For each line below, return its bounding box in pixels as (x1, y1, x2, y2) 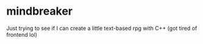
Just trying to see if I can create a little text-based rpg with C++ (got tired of (6, 24, 198, 32)
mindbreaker (6, 4, 73, 18)
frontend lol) (6, 31, 38, 38)
